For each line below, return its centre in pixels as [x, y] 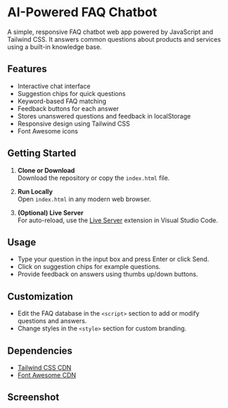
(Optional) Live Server [50, 212]
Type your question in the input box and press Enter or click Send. [113, 259]
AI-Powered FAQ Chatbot [82, 12]
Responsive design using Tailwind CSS [74, 124]
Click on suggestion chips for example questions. [89, 267]
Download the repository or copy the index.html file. [94, 178]
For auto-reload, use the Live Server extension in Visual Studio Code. [118, 220]
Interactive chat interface [54, 86]
